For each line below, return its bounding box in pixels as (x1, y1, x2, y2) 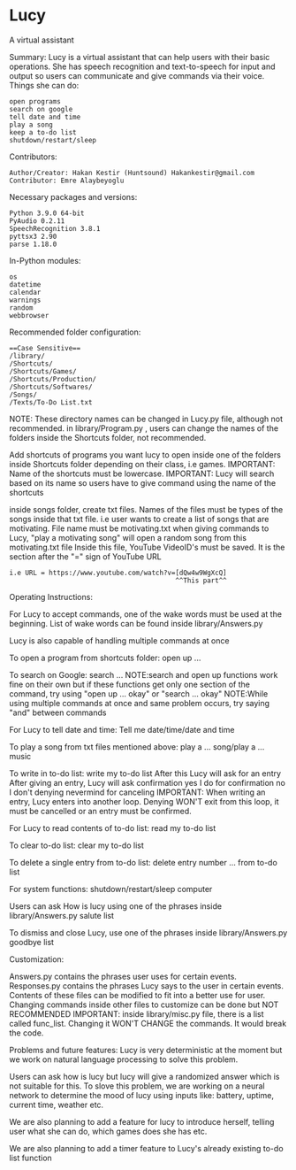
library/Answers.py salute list (9, 910, 115, 920)
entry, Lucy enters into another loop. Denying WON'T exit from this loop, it (9, 796, 280, 806)
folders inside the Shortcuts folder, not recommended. (9, 432, 207, 443)
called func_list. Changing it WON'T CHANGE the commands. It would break (9, 1018, 287, 1028)
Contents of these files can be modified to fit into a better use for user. (9, 989, 266, 1000)
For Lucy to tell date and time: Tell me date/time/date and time (9, 724, 235, 735)
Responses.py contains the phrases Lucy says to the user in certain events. (9, 980, 285, 991)
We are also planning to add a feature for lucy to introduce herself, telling (9, 1116, 275, 1127)
